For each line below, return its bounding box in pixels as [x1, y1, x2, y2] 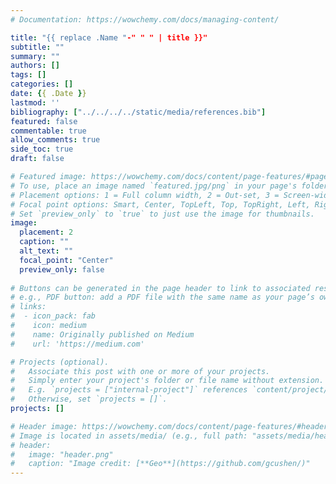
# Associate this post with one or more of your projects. [10, 366, 271, 376]
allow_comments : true [10, 135, 101, 145]
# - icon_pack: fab [10, 311, 97, 321]
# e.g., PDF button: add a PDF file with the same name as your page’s [10, 292, 315, 303]
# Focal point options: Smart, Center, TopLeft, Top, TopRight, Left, [10, 199, 311, 210]
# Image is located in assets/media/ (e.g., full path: [10, 431, 248, 441]
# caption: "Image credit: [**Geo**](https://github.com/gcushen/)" [10, 459, 311, 469]
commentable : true [10, 126, 87, 136]
